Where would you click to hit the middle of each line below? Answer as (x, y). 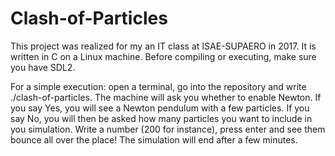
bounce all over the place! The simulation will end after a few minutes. (154, 139)
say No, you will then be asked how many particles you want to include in (161, 118)
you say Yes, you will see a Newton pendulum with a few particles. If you (160, 108)
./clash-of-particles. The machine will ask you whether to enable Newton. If (166, 97)
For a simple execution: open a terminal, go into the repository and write (158, 86)
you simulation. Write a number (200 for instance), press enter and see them (168, 129)
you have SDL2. (43, 67)
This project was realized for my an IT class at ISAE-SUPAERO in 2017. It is (163, 46)
